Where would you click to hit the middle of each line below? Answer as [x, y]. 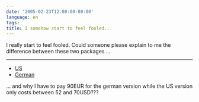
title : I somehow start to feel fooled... [59, 28]
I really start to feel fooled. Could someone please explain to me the [89, 45]
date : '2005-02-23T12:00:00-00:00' [50, 12]
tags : [13, 23]
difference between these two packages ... [58, 52]
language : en [22, 17]
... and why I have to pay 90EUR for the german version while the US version [99, 86]
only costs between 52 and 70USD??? [52, 93]
